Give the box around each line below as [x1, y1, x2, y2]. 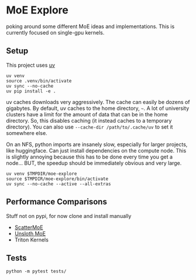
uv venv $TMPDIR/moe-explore [6, 171, 77, 177]
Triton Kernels [14, 236, 49, 243]
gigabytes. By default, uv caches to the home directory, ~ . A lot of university [6, 105, 190, 112]
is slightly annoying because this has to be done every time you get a [6, 153, 173, 160]
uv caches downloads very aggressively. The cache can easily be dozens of [6, 98, 190, 105]
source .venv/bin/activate [6, 78, 72, 84]
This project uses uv [6, 61, 56, 68]
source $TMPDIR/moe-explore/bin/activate [6, 176, 109, 182]
